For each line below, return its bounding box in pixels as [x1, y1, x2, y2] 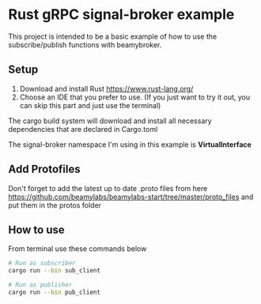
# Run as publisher [8, 281, 73, 289]
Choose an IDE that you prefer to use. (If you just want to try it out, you [19, 92, 251, 102]
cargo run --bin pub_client [8, 288, 101, 296]
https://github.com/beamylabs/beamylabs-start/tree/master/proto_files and [8, 192, 254, 201]
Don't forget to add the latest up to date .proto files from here [8, 183, 208, 193]
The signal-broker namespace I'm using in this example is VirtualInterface [8, 140, 252, 149]
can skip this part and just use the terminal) [19, 100, 161, 110]
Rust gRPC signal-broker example [8, 6, 235, 24]
